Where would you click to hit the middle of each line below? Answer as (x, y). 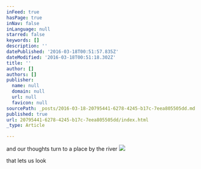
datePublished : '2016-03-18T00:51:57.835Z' (63, 52)
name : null (26, 86)
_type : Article (26, 126)
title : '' (19, 63)
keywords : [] (23, 40)
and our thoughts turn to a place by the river (62, 149)
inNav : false (23, 23)
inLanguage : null (28, 29)
